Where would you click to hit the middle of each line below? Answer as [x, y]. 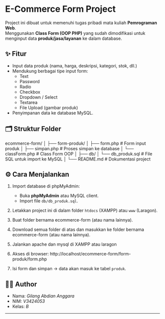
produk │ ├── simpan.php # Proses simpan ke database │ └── [69, 148]
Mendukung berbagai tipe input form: [50, 71]
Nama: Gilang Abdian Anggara [43, 296]
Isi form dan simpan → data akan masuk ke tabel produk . [69, 269]
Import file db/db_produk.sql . [49, 201]
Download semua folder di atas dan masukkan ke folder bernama [78, 229]
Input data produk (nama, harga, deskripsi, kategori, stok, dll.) [75, 65]
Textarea [28, 102]
